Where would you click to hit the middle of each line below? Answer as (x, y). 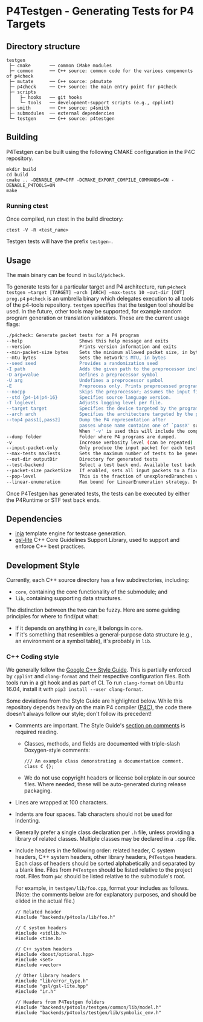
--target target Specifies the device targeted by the (92, 409)
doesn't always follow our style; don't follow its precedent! (79, 714)
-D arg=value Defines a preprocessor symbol (82, 375)
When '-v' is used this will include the (132, 431)
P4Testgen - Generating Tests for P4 (100, 11)
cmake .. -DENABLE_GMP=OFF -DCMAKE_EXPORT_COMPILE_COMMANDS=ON (88, 180)
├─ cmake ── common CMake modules (60, 65)
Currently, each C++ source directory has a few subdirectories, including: (98, 580)
